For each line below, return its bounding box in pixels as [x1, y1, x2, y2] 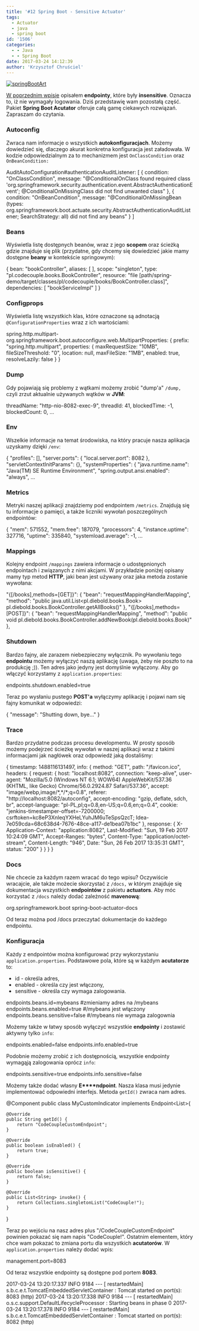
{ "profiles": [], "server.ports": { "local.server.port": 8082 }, [6, 454, 150, 462]
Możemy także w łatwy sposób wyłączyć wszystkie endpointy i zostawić [6, 1023, 186, 1030]
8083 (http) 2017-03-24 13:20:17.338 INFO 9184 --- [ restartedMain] [6, 1293, 173, 1300]
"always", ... [6, 473, 36, 481]
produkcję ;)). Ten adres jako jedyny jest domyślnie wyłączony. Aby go [6, 664, 179, 671]
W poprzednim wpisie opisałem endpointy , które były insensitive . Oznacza [6, 92, 191, 99]
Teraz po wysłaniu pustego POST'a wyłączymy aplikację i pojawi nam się [6, 693, 186, 700]
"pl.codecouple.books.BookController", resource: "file [6, 271, 138, 278]
